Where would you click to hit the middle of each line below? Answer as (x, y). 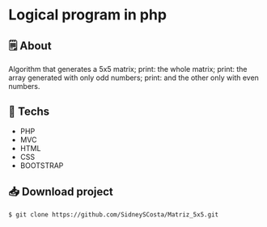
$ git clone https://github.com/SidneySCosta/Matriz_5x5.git (114, 214)
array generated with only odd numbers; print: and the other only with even (133, 78)
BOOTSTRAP (42, 165)
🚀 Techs (29, 112)
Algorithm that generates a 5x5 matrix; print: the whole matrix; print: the (128, 69)
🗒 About (30, 46)
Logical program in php (88, 15)
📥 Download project (61, 192)
